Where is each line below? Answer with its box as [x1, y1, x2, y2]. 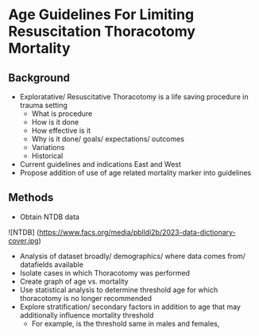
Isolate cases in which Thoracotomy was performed [19, 268, 191, 277]
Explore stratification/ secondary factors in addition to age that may [19, 302, 241, 311]
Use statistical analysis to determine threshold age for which [19, 284, 218, 295]
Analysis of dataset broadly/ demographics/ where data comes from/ [19, 251, 246, 261]
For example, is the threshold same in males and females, [31, 319, 220, 328]
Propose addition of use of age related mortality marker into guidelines [19, 168, 252, 177]
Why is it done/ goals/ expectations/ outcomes [31, 134, 185, 144]
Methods [8, 191, 54, 204]
